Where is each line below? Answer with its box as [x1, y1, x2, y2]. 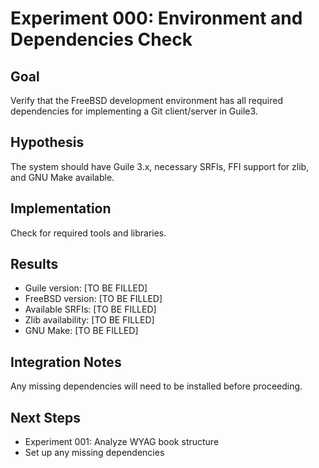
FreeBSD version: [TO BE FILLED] [24, 293, 163, 305]
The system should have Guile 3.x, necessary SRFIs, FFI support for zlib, [10, 160, 310, 172]
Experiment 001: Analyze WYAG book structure [24, 436, 220, 448]
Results [10, 256, 59, 273]
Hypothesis [10, 134, 85, 151]
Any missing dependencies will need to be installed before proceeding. [10, 380, 303, 392]
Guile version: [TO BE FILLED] [24, 282, 148, 294]
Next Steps [10, 409, 81, 426]
